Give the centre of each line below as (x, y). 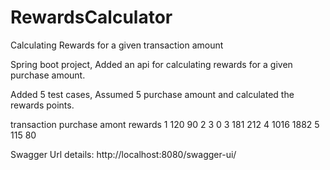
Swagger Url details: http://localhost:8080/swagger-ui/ (123, 154)
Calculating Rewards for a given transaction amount (117, 45)
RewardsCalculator (91, 17)
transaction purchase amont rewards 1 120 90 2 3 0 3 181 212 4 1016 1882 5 (165, 124)
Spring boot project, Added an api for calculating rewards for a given (151, 64)
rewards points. (42, 105)
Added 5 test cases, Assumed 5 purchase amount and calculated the (152, 94)
